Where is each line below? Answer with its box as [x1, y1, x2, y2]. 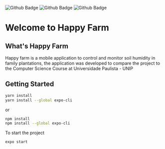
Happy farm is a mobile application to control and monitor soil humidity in [5, 55, 156, 61]
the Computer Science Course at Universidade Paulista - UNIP [5, 66, 134, 72]
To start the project [5, 130, 45, 136]
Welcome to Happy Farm [5, 22, 110, 33]
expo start [5, 140, 28, 145]
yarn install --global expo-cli [5, 97, 72, 103]
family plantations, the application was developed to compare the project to [5, 60, 161, 66]
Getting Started [5, 80, 54, 88]
